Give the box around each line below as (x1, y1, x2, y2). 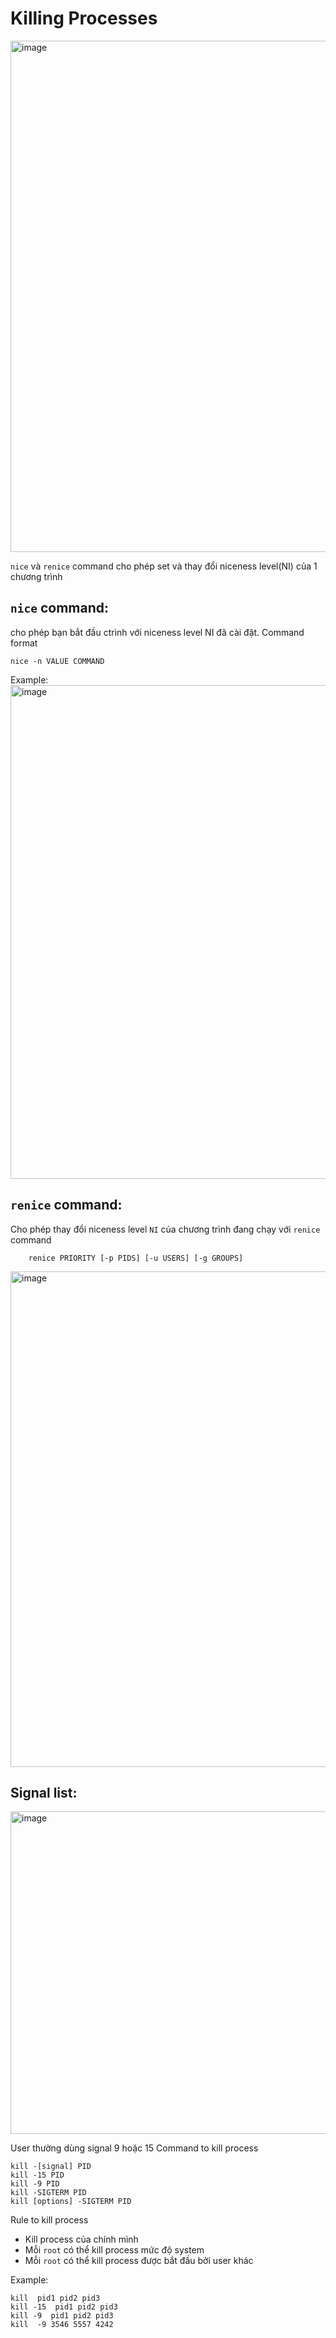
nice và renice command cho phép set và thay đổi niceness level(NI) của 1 (10, 560, 318, 572)
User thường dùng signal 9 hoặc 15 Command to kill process (10, 2142, 259, 2154)
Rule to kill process (10, 2214, 89, 2226)
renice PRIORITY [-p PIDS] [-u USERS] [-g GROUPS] (28, 1253, 244, 1263)
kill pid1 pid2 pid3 (10, 2293, 101, 2304)
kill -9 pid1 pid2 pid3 (10, 2311, 114, 2321)
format (10, 637, 38, 649)
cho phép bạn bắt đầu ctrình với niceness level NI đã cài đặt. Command (10, 626, 305, 638)
